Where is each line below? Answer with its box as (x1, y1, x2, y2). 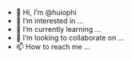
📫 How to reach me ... (15, 42, 90, 51)
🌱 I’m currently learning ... (15, 25, 102, 33)
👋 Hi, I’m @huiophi (15, 8, 78, 17)
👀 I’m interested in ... (15, 16, 84, 26)
